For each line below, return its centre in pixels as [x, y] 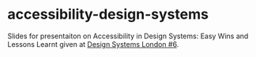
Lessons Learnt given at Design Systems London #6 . [93, 44]
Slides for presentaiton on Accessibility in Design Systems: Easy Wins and [128, 36]
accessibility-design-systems [108, 14]
